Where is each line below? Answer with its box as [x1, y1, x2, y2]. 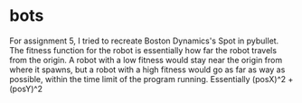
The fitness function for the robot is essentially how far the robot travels [9, 44, 278, 55]
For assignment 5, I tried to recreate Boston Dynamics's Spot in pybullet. [9, 35, 279, 46]
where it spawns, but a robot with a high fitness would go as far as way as [9, 64, 286, 75]
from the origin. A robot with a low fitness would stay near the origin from [9, 54, 283, 65]
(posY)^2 [9, 83, 43, 94]
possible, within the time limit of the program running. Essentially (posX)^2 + [9, 73, 294, 84]
